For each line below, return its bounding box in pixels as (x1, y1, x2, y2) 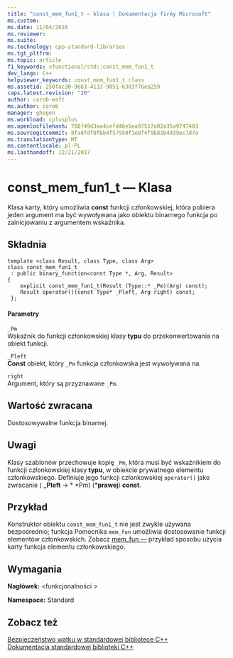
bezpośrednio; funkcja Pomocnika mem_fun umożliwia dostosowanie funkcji (7, 527, 226, 536)
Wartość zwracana (7, 400, 93, 412)
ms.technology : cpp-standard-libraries (7, 43, 126, 50)
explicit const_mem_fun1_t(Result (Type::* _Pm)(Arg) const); (20, 282, 208, 290)
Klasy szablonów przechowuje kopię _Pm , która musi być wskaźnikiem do (7, 458, 222, 466)
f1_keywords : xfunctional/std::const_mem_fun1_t (7, 63, 154, 70)
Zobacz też (7, 616, 58, 628)
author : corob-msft (7, 97, 65, 104)
